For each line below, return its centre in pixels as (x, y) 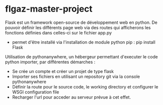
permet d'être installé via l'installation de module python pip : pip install (84, 42)
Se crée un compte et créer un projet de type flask (63, 71)
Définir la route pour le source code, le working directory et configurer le (85, 87)
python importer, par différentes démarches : (50, 62)
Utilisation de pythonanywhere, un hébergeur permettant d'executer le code (81, 56)
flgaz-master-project (49, 9)
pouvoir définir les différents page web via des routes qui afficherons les (78, 27)
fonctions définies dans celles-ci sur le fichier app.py (59, 33)
